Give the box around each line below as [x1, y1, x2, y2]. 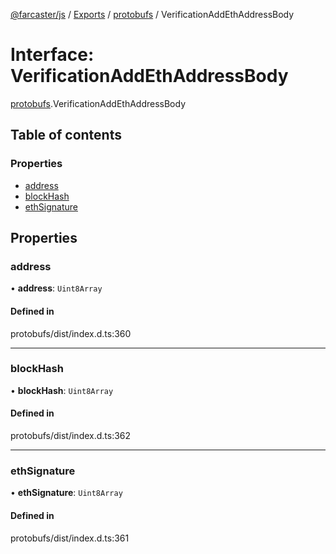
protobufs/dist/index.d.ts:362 [10, 430, 132, 442]
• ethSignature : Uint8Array [10, 487, 123, 499]
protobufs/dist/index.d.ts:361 [10, 532, 130, 544]
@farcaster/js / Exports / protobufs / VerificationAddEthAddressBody [10, 9, 295, 20]
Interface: [10, 44, 95, 66]
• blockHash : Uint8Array [10, 384, 114, 396]
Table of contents [10, 127, 122, 144]
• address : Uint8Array [10, 282, 103, 294]
